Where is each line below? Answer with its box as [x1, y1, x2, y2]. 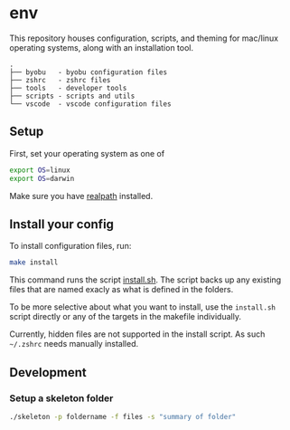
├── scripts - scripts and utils [9, 91, 136, 100]
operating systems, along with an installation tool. [9, 42, 194, 53]
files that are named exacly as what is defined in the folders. [9, 284, 234, 295]
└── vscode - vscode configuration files [9, 99, 172, 109]
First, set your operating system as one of [9, 148, 165, 158]
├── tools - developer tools [9, 83, 127, 92]
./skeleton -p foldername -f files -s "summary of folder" [9, 412, 237, 421]
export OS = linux [9, 166, 70, 175]
